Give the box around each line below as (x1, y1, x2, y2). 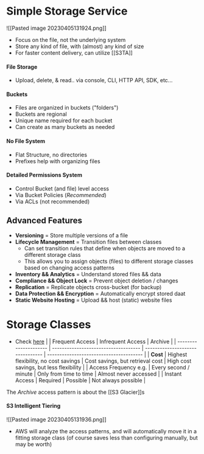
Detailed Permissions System (6, 172, 82, 179)
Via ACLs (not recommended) (15, 198, 90, 205)
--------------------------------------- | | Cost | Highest (47, 351, 188, 358)
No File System (6, 137, 46, 144)
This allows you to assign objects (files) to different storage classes (24, 257, 194, 265)
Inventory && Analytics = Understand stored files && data (15, 270, 161, 278)
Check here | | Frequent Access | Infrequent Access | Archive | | (15, 338, 177, 345)
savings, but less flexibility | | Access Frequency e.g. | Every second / (15, 363, 190, 371)
